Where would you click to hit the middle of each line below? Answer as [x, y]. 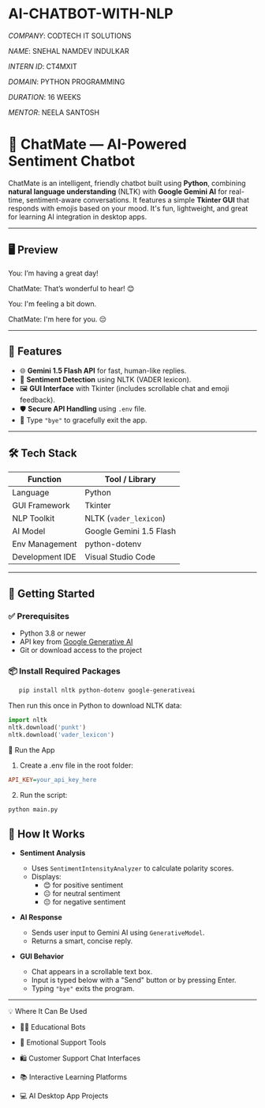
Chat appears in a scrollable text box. [92, 972]
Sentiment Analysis [52, 853]
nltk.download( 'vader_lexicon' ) [61, 734]
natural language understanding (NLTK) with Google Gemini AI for [118, 192]
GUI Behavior [42, 956]
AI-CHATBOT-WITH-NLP [91, 14]
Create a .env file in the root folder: [77, 765]
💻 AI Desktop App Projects [64, 1096]
